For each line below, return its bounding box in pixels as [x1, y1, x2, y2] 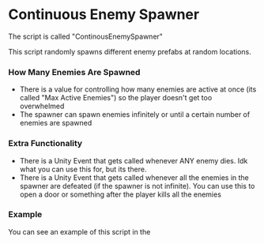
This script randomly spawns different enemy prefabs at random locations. [8, 47, 251, 56]
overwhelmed [19, 101, 65, 111]
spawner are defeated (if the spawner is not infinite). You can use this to [19, 181, 255, 190]
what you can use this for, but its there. [19, 164, 147, 174]
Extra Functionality [8, 138, 83, 149]
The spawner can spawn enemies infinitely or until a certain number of [19, 110, 251, 119]
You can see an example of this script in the [8, 227, 151, 236]
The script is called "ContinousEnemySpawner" [8, 32, 164, 41]
